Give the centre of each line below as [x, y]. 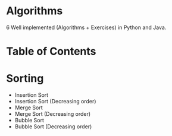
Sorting [25, 79]
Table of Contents [51, 51]
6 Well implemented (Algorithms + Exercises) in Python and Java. [86, 27]
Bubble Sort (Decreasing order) [53, 126]
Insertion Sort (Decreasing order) [55, 102]
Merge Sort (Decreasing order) [53, 114]
